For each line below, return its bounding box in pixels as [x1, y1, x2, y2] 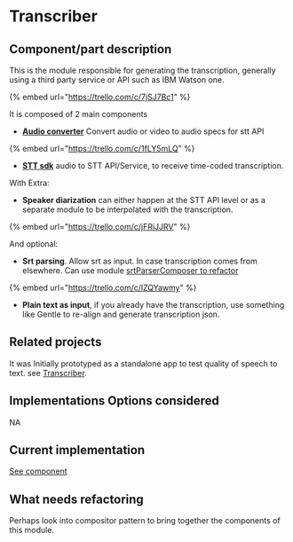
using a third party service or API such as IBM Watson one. [9, 75, 225, 85]
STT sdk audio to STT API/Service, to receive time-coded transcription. [21, 161, 284, 170]
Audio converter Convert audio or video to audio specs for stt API [21, 126, 265, 137]
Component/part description [9, 42, 172, 57]
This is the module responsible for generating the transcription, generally [9, 65, 277, 75]
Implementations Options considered [9, 393, 220, 409]
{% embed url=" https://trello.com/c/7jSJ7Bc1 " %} [9, 91, 191, 102]
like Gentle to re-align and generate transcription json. [21, 309, 220, 319]
